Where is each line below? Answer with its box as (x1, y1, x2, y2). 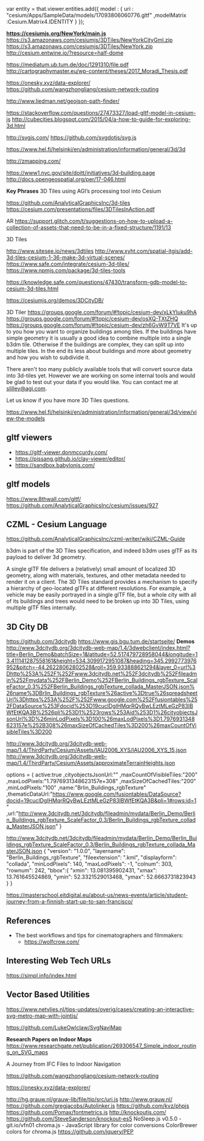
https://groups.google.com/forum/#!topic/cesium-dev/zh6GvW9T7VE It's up (6, 321, 197, 329)
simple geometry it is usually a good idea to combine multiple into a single (6, 334, 191, 341)
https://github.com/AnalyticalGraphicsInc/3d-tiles (6, 199, 131, 206)
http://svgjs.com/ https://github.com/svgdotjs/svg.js (6, 134, 137, 141)
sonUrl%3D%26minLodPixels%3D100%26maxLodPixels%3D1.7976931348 (6, 715, 195, 722)
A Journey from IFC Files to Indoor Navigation (6, 1060, 121, 1067)
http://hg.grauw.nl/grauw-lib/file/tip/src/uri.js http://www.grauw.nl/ (6, 1095, 173, 1103)
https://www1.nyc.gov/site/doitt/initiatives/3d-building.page (6, 170, 155, 176)
